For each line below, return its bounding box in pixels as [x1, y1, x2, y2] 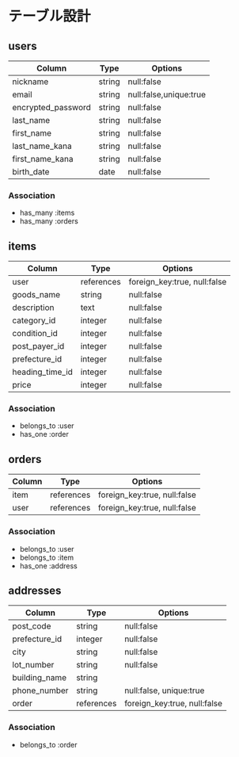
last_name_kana [12, 140, 73, 151]
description [12, 302, 55, 313]
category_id [12, 315, 56, 326]
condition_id [12, 328, 58, 339]
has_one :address [19, 560, 78, 571]
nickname [12, 76, 49, 87]
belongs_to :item [19, 552, 74, 562]
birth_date [12, 166, 50, 177]
